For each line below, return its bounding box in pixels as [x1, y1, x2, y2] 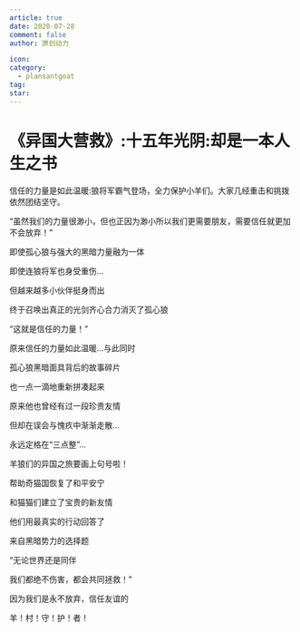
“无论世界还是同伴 [9, 554, 77, 565]
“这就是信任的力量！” [9, 323, 89, 334]
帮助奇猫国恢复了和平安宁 [9, 477, 105, 488]
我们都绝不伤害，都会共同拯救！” [9, 573, 133, 585]
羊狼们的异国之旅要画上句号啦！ [9, 458, 129, 469]
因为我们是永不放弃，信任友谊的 [9, 593, 129, 604]
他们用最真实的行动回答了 [9, 516, 105, 527]
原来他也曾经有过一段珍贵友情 [9, 400, 121, 411]
